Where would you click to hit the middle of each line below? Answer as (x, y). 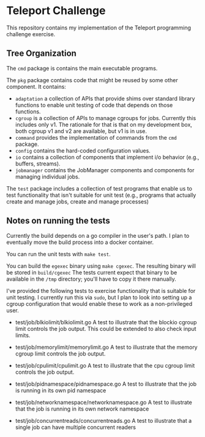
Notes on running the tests (58, 221)
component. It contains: (36, 86)
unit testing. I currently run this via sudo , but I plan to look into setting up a (99, 297)
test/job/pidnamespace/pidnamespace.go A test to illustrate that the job (106, 384)
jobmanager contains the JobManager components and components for (105, 170)
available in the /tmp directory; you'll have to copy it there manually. (91, 279)
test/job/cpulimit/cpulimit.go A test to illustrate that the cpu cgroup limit (105, 365)
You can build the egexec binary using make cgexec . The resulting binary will (101, 266)
